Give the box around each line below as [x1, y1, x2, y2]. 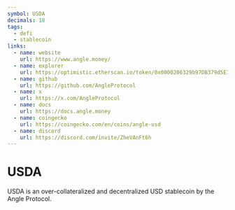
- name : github [13, 75, 58, 83]
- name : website [13, 50, 61, 57]
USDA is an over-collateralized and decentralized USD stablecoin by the [7, 187, 215, 196]
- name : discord [13, 127, 61, 134]
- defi [13, 29, 33, 37]
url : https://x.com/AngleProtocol [20, 95, 120, 102]
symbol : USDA [7, 10, 45, 17]
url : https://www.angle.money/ [20, 56, 111, 63]
